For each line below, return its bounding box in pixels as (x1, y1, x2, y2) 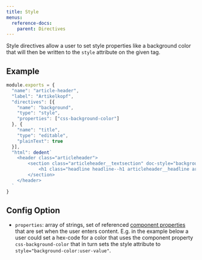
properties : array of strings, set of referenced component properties (14, 221, 186, 229)
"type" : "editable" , (17, 132, 69, 139)
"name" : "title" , (17, 127, 61, 133)
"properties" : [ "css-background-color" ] (17, 116, 120, 122)
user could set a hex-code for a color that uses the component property (14, 234, 194, 241)
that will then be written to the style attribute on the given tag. (6, 49, 161, 56)
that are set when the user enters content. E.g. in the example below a (14, 227, 189, 235)
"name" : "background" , (17, 104, 74, 110)
